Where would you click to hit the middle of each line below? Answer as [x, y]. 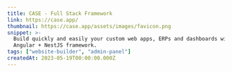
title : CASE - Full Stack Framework [60, 13]
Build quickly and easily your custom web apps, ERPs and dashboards [115, 39]
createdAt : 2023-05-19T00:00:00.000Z [61, 58]
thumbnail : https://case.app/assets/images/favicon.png [89, 26]
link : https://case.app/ [43, 20]
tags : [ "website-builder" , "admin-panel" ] [69, 52]
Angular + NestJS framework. [55, 45]
